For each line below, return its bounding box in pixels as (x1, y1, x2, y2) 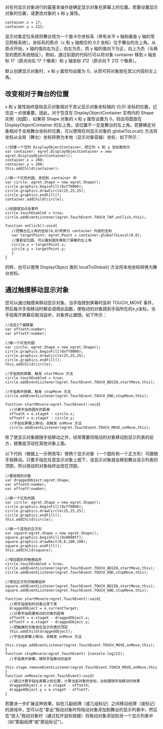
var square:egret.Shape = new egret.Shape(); (5, 530, 98, 536)
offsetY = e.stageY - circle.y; (9, 415, 75, 420)
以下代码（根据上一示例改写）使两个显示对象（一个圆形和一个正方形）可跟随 (5, 450, 158, 456)
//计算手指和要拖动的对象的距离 (9, 611, 65, 616)
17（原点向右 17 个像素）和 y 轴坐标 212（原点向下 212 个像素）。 (10, 58, 139, 63)
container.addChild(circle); (5, 197, 64, 202)
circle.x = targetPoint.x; (11, 242, 66, 247)
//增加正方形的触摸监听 (5, 579, 46, 584)
